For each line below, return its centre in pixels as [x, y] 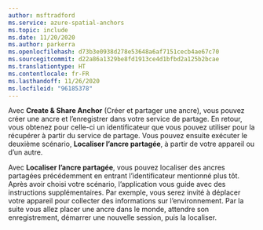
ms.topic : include [38, 30]
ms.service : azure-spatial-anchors [66, 23]
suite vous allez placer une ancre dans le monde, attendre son [109, 210]
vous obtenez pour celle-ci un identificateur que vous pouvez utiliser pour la [131, 127]
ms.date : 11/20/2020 [42, 37]
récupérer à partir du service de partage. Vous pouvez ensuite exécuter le [128, 136]
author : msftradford [42, 15]
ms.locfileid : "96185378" [50, 88]
